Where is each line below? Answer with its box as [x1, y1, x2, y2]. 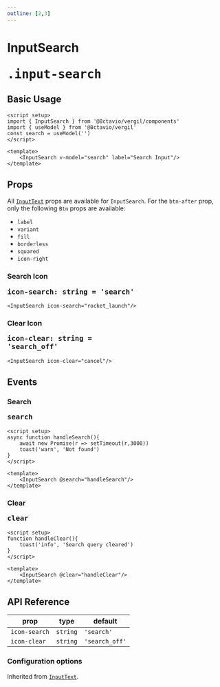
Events [7, 377, 38, 388]
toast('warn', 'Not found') [19, 446, 100, 452]
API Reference [7, 596, 70, 608]
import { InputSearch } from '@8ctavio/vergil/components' [7, 118, 180, 125]
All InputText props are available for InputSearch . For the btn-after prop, [7, 197, 214, 206]
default [93, 617, 118, 626]
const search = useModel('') [7, 130, 91, 137]
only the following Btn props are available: [7, 204, 126, 212]
